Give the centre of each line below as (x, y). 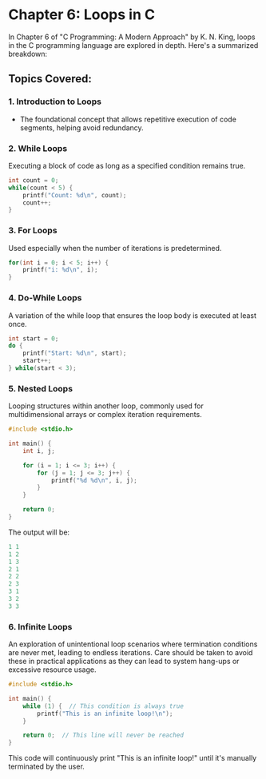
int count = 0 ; (34, 180)
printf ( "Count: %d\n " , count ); (75, 195)
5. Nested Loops (41, 388)
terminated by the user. (47, 767)
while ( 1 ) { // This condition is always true (103, 706)
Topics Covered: (50, 79)
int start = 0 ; (34, 338)
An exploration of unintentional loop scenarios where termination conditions (133, 644)
